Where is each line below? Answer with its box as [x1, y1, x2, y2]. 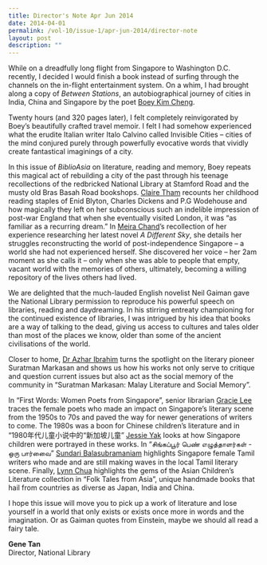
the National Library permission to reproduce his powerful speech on [8, 296, 235, 306]
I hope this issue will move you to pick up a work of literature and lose [8, 499, 238, 508]
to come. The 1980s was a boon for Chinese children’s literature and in [8, 421, 240, 431]
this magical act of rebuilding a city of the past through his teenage [8, 171, 229, 181]
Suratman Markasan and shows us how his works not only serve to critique [8, 363, 255, 372]
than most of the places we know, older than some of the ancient [8, 331, 222, 340]
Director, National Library [8, 548, 91, 558]
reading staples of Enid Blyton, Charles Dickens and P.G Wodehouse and [8, 197, 247, 206]
